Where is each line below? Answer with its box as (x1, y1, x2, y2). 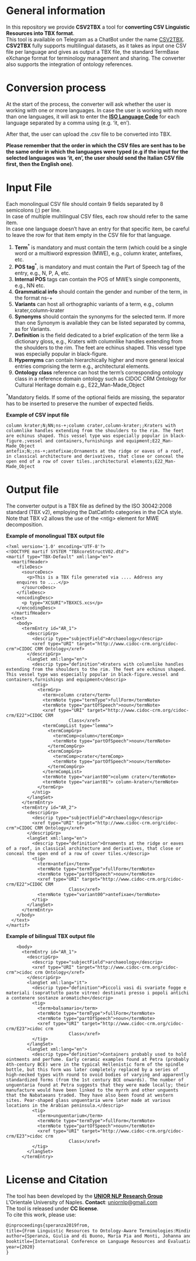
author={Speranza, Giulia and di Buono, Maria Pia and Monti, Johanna (6, 1233, 181, 1239)
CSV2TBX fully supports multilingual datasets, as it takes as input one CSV (6, 42, 187, 49)
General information (6, 4, 106, 18)
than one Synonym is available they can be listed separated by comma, (14, 319, 185, 326)
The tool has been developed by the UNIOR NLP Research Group (6, 1192, 163, 1200)
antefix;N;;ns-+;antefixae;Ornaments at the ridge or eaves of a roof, (6, 448, 184, 454)
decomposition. (6, 521, 44, 528)
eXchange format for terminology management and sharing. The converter (6, 54, 185, 61)
